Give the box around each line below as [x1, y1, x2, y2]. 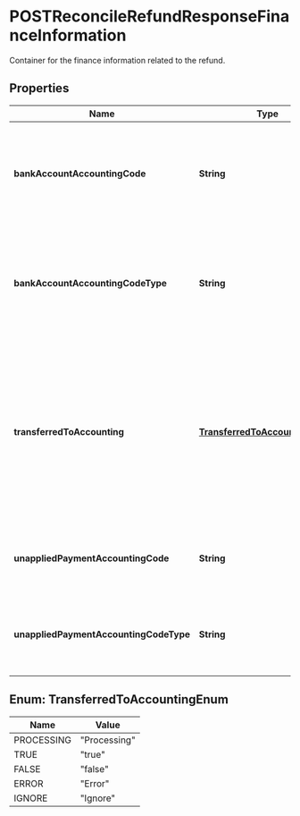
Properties [9, 81, 70, 96]
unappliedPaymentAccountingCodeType [13, 628, 190, 641]
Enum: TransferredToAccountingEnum [9, 692, 229, 708]
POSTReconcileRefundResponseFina [9, 6, 290, 27]
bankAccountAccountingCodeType [13, 276, 168, 289]
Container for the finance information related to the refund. [9, 55, 226, 65]
